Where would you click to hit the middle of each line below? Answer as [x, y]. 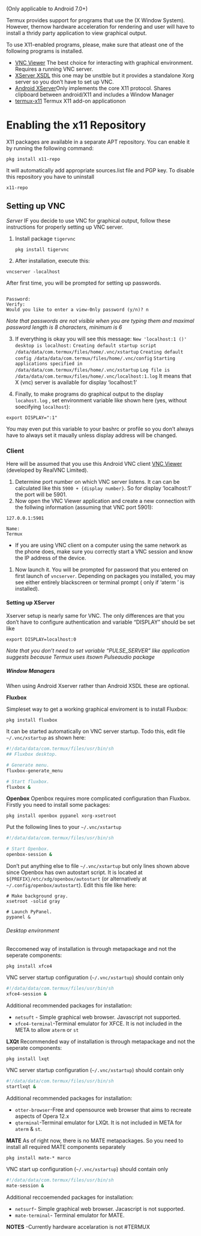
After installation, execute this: [52, 261]
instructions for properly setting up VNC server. [65, 227]
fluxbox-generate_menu [34, 771]
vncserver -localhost [33, 272]
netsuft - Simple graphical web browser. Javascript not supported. [98, 1017]
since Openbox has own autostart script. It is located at [74, 872]
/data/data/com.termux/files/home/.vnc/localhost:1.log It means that [103, 376]
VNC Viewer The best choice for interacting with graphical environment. [104, 63]
